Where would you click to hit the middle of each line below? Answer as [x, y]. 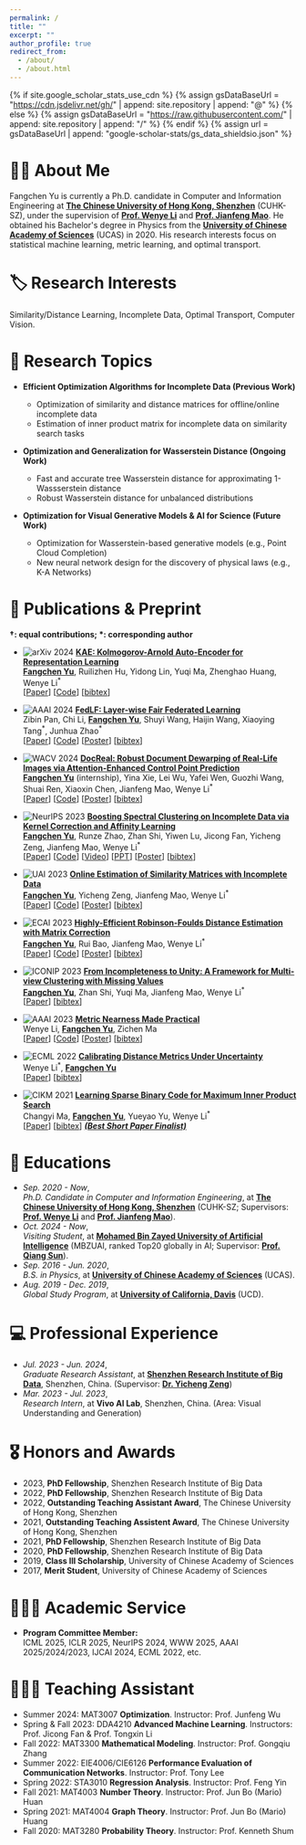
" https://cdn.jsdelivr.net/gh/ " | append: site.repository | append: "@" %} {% [151, 104]
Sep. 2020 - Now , [56, 1187]
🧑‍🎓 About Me [60, 171]
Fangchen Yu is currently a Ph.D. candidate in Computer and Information [146, 195]
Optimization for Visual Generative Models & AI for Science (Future [152, 515]
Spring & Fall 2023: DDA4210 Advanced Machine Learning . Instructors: [158, 1724]
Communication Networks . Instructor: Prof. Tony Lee [123, 1773]
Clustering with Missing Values [103, 980]
